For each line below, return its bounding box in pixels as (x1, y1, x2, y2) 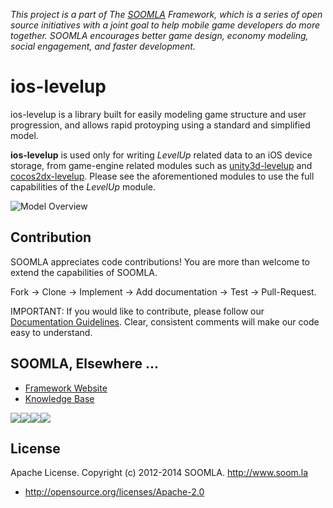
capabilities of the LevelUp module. (10, 180, 157, 193)
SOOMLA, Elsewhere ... (10, 355, 159, 373)
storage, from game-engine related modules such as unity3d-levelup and (10, 159, 313, 171)
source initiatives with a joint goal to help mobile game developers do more (10, 19, 321, 31)
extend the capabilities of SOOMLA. (10, 266, 158, 278)
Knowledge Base (24, 392, 95, 404)
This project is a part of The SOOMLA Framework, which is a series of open (10, 9, 323, 20)
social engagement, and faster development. (10, 40, 196, 52)
